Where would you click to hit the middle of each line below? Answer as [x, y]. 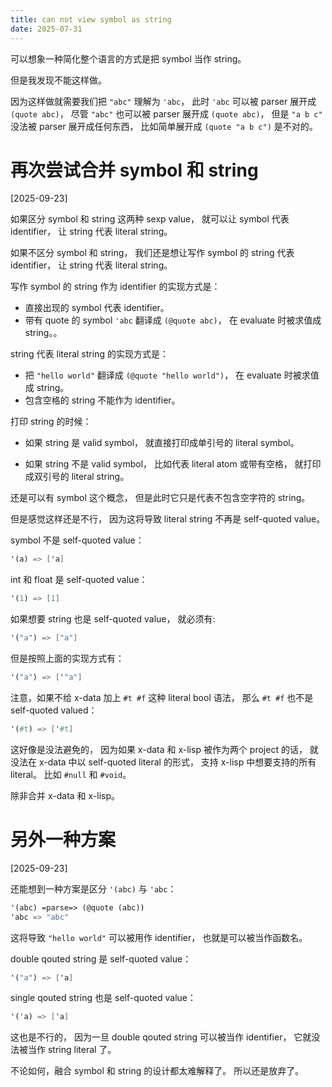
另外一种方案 [63, 840]
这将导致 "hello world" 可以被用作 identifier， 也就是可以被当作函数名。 [159, 937]
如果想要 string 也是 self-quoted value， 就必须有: [113, 619]
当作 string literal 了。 [72, 1050]
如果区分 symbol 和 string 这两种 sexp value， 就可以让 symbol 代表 [150, 219]
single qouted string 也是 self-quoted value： [103, 998]
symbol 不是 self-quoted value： [77, 540]
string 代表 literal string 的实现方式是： [89, 354]
